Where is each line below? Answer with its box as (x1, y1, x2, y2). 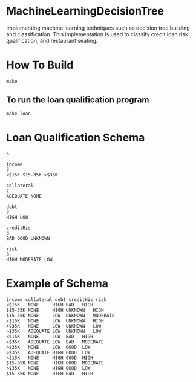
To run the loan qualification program (6, 95, 149, 105)
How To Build (6, 59, 74, 72)
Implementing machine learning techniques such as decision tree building (6, 24, 191, 31)
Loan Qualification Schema (6, 131, 145, 144)
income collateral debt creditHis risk (6, 296, 107, 303)
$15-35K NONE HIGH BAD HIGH (6, 371, 94, 377)
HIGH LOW (6, 214, 28, 220)
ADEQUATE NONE (6, 193, 42, 199)
